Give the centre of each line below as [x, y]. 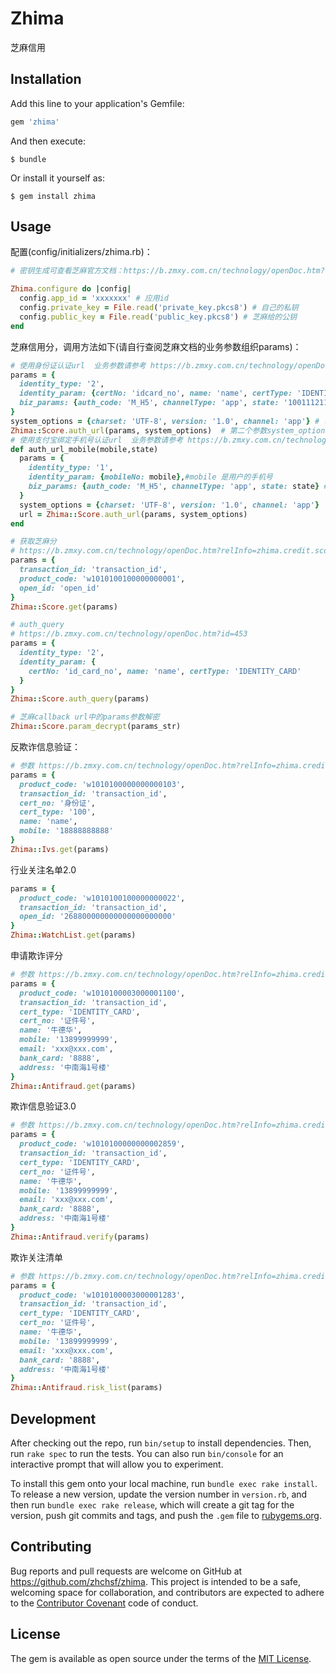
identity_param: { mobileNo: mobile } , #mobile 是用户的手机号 [150, 477]
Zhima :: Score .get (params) [64, 607]
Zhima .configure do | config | [71, 289]
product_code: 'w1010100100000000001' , [102, 578]
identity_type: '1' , [71, 468]
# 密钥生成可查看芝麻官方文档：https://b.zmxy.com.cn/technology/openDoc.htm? [167, 271]
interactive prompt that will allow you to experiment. [117, 1464]
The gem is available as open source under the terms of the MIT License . [161, 1658]
